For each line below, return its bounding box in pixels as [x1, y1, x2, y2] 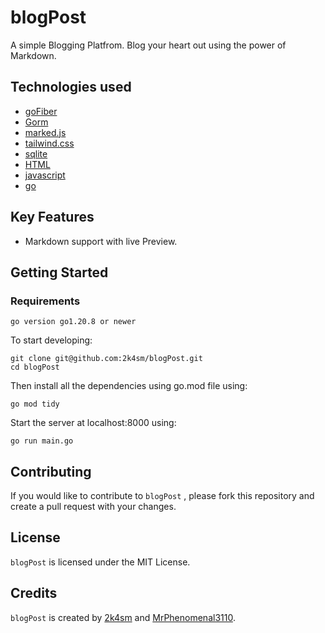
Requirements [10, 294, 81, 308]
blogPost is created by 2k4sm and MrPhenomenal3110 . [10, 611, 236, 623]
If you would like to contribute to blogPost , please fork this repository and [10, 490, 315, 502]
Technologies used [10, 79, 132, 96]
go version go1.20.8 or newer [10, 317, 137, 327]
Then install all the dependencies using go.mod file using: [10, 380, 248, 392]
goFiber [24, 105, 58, 117]
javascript [24, 169, 66, 181]
